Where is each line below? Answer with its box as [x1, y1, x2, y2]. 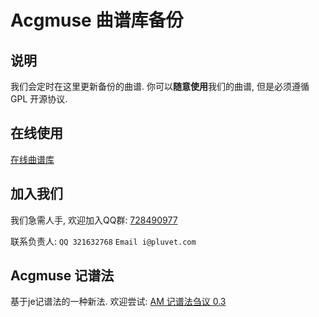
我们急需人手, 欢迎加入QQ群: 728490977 [10, 214, 178, 226]
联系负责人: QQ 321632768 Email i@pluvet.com [10, 235, 197, 247]
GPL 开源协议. [10, 93, 68, 105]
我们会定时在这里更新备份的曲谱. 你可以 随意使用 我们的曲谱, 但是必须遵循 [10, 81, 310, 92]
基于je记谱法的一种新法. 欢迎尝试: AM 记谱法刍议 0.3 [10, 296, 227, 308]
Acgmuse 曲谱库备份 [10, 9, 184, 32]
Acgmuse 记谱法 [10, 267, 115, 285]
